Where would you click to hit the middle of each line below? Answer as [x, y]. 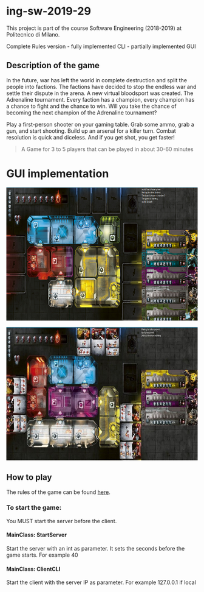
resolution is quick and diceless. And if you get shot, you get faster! [90, 137]
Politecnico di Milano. [33, 34]
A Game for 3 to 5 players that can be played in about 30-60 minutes [107, 149]
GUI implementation [58, 173]
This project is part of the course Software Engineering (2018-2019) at [94, 28]
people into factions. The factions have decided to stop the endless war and [101, 86]
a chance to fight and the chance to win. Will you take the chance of [92, 106]
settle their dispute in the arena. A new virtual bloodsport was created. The [100, 93]
